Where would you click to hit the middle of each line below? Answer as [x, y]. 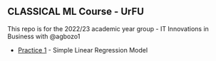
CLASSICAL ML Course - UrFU [76, 12]
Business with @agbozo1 [44, 36]
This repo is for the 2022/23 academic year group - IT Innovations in [108, 28]
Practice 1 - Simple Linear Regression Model [83, 50]
